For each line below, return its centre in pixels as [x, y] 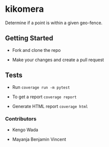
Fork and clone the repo [36, 50]
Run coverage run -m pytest [41, 87]
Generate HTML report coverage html [50, 106]
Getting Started [29, 38]
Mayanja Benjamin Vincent [39, 139]
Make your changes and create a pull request [58, 60]
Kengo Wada [25, 130]
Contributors [21, 119]
